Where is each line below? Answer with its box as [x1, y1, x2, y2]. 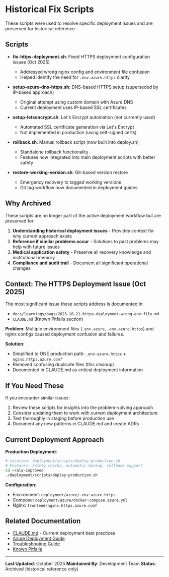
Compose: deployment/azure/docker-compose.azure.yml [12, 497, 128, 503]
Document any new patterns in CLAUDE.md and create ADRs [12, 421, 139, 427]
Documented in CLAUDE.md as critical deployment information [12, 367, 143, 373]
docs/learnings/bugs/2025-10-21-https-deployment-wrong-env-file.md [12, 312, 159, 317]
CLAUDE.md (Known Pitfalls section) [12, 316, 83, 322]
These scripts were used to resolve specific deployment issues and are [5, 20, 153, 26]
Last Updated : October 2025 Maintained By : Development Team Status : [5, 561, 156, 567]
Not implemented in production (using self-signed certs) [20, 129, 137, 135]
